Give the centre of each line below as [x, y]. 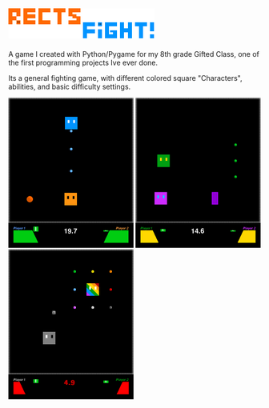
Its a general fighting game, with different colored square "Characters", [125, 78]
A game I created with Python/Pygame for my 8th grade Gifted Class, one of [134, 54]
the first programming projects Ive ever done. [83, 62]
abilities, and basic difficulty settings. [70, 86]
